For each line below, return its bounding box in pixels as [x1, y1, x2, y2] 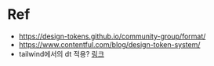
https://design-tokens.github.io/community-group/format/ [18, 31, 206, 41]
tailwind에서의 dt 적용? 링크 [18, 49, 105, 58]
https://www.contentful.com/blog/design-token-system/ [18, 39, 201, 49]
